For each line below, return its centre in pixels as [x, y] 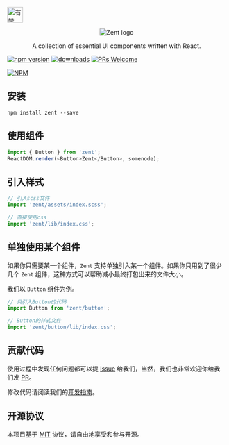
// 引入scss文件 [28, 199]
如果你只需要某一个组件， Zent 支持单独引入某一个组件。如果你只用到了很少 [114, 265]
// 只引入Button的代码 [37, 302]
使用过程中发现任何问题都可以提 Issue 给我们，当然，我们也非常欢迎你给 [111, 369]
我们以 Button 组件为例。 [43, 289]
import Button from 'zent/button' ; [59, 308]
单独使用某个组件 [44, 247]
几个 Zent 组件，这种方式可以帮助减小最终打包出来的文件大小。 [97, 274]
